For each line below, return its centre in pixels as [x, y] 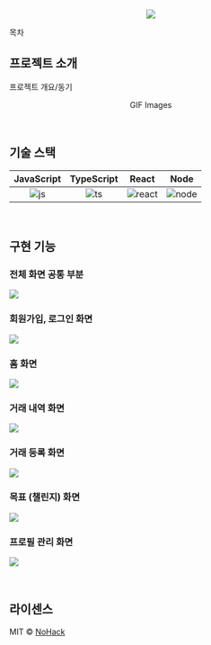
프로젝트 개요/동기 [41, 86]
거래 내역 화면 [37, 408]
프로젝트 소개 [44, 63]
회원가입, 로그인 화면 [51, 319]
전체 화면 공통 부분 [47, 274]
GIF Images [151, 104]
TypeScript [94, 178]
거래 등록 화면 [37, 452]
